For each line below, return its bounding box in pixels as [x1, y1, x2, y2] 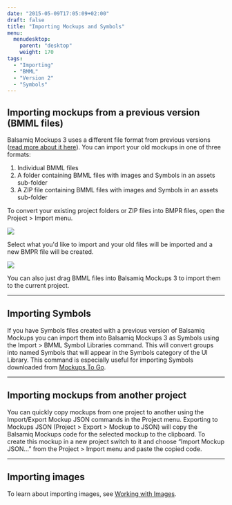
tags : [7, 55, 23, 62]
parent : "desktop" [19, 42, 72, 49]
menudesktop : [13, 36, 51, 43]
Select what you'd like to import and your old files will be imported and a [7, 240, 213, 249]
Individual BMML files [17, 164, 79, 172]
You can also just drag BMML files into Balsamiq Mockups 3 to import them [7, 274, 221, 282]
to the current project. [7, 282, 70, 290]
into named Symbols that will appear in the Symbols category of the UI [7, 348, 209, 356]
